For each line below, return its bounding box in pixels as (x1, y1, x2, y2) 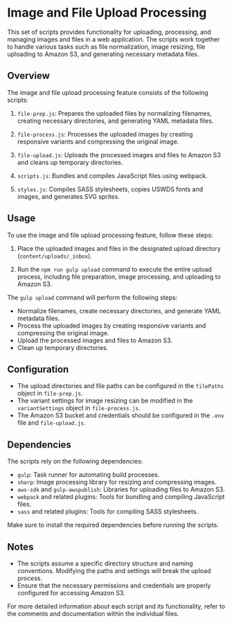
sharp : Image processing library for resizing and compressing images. (17, 478, 217, 486)
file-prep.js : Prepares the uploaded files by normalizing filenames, (17, 109, 213, 117)
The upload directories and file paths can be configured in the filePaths (17, 382, 224, 390)
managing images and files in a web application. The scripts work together (7, 35, 220, 43)
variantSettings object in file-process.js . (17, 404, 141, 412)
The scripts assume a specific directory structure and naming (17, 559, 193, 568)
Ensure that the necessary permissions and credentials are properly (17, 581, 211, 590)
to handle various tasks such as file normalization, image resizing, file (7, 42, 206, 51)
